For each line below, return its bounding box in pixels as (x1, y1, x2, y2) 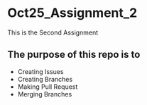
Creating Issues (17, 67, 64, 75)
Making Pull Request (17, 82, 78, 91)
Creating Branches (17, 75, 73, 83)
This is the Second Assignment (7, 28, 98, 37)
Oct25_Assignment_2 (7, 5, 138, 21)
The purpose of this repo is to (7, 49, 141, 61)
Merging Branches (17, 89, 72, 98)
